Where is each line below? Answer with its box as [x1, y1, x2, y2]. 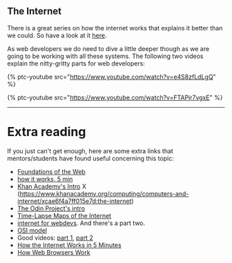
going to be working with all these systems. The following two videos [7, 52, 204, 60]
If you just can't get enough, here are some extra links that [7, 146, 174, 155]
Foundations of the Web [17, 167, 86, 175]
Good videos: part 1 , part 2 [17, 233, 93, 242]
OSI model [17, 226, 47, 234]
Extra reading [7, 124, 86, 139]
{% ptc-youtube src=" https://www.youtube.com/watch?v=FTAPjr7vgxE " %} [7, 93, 223, 101]
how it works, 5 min [17, 175, 73, 183]
